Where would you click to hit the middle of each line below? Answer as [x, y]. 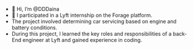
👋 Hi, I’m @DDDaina [35, 9]
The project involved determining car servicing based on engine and [94, 21]
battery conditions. [34, 27]
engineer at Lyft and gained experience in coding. [82, 40]
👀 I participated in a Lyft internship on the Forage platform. [82, 15]
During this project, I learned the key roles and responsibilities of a [92, 34]
